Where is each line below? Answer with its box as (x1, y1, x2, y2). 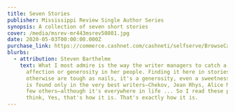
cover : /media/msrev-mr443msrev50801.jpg (7, 29, 130, 37)
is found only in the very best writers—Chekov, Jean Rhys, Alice (25, 81, 224, 88)
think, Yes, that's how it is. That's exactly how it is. (25, 95, 199, 102)
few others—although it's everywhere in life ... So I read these (25, 88, 224, 95)
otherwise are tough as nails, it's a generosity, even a (25, 74, 199, 82)
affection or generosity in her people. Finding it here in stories (25, 68, 230, 75)
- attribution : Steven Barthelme (13, 56, 111, 63)
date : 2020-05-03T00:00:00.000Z (7, 36, 101, 43)
